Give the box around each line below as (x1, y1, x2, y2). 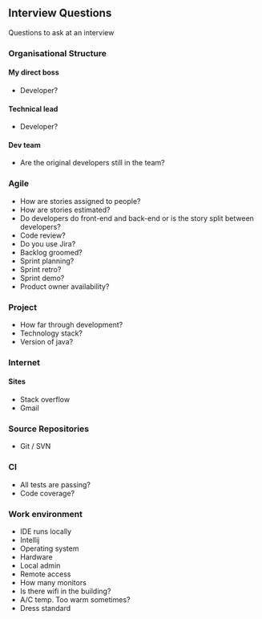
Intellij (19, 535, 40, 544)
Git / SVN (19, 442, 51, 451)
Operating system (19, 544, 79, 553)
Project (8, 301, 38, 312)
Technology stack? (19, 328, 83, 338)
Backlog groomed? (19, 247, 83, 257)
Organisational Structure (8, 47, 107, 59)
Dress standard (19, 603, 71, 613)
